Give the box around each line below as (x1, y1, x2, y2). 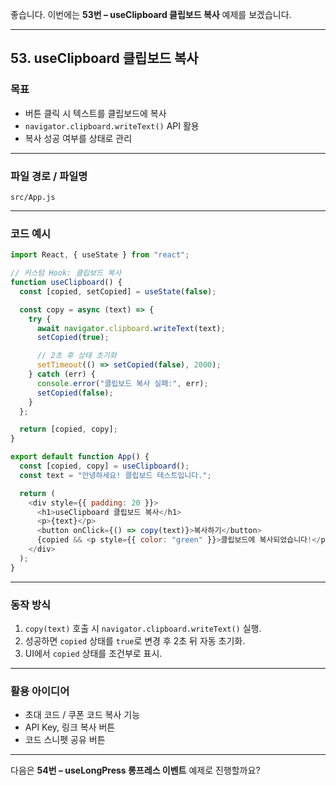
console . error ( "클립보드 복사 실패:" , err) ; (36, 378, 209, 388)
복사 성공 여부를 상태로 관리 (24, 132, 133, 144)
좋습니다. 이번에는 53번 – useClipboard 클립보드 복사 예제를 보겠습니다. (10, 9, 292, 20)
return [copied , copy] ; (19, 424, 118, 435)
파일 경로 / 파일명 (10, 169, 88, 183)
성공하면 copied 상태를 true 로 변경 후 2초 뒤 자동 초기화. (24, 634, 246, 647)
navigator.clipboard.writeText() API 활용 (24, 119, 200, 132)
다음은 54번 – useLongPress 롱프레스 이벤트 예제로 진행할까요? (10, 764, 261, 777)
